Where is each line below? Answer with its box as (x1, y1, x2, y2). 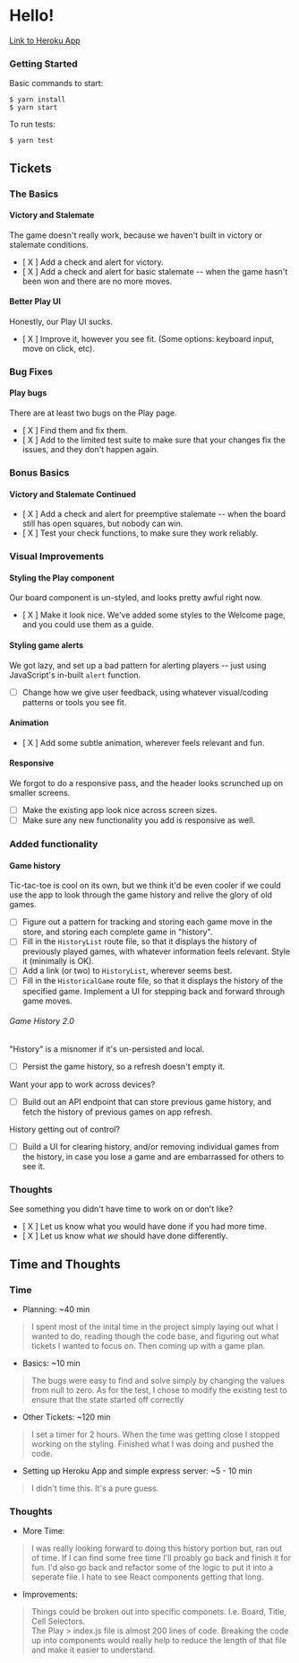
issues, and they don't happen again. (21, 444, 159, 455)
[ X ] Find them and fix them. (21, 425, 128, 436)
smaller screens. (9, 787, 71, 798)
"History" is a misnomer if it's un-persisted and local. (9, 1043, 205, 1055)
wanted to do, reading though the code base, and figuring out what (30, 1330, 279, 1342)
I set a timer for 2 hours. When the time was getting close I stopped (30, 1429, 280, 1440)
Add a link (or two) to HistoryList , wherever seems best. (21, 966, 233, 976)
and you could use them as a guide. (21, 619, 155, 630)
